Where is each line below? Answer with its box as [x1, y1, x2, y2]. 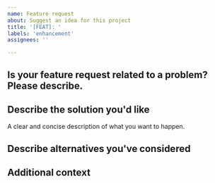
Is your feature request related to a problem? [7, 68, 208, 81]
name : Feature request [7, 10, 74, 18]
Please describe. [7, 80, 83, 91]
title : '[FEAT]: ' [7, 23, 62, 30]
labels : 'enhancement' [7, 30, 74, 37]
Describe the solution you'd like [7, 103, 150, 115]
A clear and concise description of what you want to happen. [7, 122, 185, 131]
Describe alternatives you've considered [7, 142, 191, 155]
